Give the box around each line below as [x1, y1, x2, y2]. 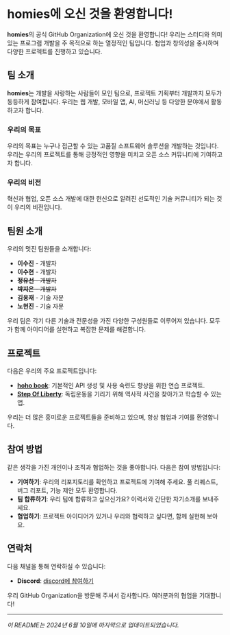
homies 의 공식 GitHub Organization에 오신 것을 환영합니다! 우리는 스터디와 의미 [7, 30, 222, 38]
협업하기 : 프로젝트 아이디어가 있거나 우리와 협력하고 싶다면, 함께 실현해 [16, 512, 205, 520]
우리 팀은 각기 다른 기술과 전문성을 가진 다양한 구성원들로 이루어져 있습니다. [7, 317, 208, 325]
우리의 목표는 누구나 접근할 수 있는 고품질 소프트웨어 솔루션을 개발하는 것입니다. [7, 142, 219, 150]
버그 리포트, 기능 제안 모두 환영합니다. [16, 486, 118, 494]
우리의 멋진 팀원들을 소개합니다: [7, 245, 92, 253]
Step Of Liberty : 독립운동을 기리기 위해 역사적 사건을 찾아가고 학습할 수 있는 [16, 390, 222, 398]
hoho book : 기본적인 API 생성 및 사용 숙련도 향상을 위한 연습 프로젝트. [16, 381, 205, 390]
